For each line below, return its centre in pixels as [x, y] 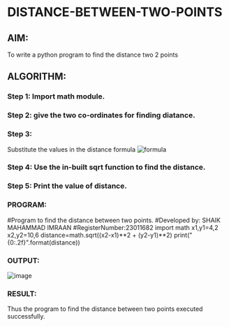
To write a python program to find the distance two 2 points [93, 54]
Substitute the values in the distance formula [72, 149]
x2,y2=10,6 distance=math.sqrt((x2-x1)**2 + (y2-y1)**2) [90, 235]
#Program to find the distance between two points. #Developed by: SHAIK [114, 220]
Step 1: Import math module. [56, 96]
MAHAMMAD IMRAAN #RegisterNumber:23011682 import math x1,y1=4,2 [113, 227]
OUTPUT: [23, 261]
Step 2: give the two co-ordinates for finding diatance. [101, 115]
